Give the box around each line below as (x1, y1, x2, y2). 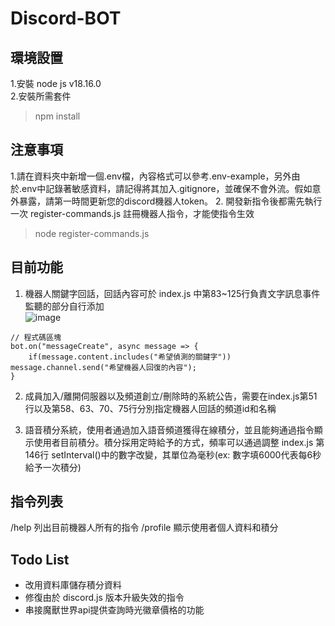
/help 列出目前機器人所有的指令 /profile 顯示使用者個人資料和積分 (10, 522, 279, 534)
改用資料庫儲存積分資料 (24, 579, 122, 591)
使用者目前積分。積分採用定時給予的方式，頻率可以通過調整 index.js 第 (33, 436, 325, 448)
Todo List (10, 551, 70, 568)
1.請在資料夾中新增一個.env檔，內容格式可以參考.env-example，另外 (10, 170, 292, 182)
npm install (34, 110, 81, 122)
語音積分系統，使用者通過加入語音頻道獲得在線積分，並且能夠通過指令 (24, 423, 315, 436)
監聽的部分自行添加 (24, 300, 105, 312)
